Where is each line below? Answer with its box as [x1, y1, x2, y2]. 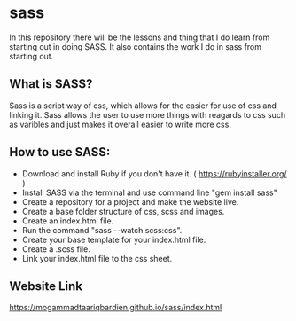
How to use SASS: [9, 145, 111, 160]
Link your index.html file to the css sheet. [21, 253, 173, 263]
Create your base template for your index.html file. [21, 234, 206, 245]
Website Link [9, 278, 82, 294]
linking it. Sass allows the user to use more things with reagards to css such [9, 109, 286, 120]
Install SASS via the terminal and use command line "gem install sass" [21, 187, 277, 198]
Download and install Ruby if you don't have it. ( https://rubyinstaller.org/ [21, 168, 287, 179]
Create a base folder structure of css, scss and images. [21, 206, 225, 216]
